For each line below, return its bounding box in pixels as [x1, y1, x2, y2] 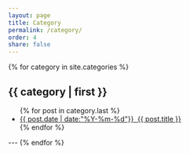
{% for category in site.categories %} [8, 62, 130, 71]
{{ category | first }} [8, 85, 108, 98]
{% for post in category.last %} [19, 105, 120, 115]
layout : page [8, 11, 51, 20]
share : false [8, 41, 51, 49]
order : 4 [8, 33, 37, 42]
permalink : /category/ [8, 26, 82, 34]
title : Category [8, 19, 61, 27]
